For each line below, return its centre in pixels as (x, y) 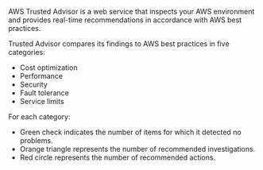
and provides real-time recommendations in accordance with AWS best (125, 20)
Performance (41, 76)
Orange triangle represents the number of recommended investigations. (137, 149)
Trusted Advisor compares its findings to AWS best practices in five (119, 44)
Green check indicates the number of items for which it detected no (130, 132)
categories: (27, 52)
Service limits (42, 101)
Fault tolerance (44, 93)
